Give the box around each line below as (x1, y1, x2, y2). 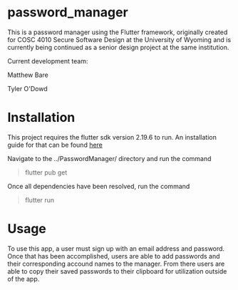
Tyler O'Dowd (7, 84, 48, 93)
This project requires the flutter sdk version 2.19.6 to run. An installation (7, 133, 217, 141)
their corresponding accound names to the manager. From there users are (7, 259, 225, 268)
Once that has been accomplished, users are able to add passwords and (7, 252, 220, 260)
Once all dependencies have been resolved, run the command (7, 182, 190, 190)
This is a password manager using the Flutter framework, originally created (7, 28, 228, 36)
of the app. (7, 274, 40, 283)
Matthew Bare (7, 71, 48, 79)
